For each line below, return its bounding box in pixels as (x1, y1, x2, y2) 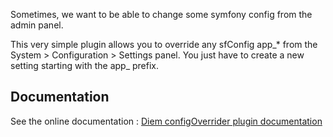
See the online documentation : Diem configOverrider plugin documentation (10, 115, 323, 127)
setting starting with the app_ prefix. (10, 60, 160, 71)
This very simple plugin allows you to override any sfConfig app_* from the (10, 39, 318, 50)
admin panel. (10, 19, 64, 31)
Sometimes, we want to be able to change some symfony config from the (10, 9, 313, 20)
